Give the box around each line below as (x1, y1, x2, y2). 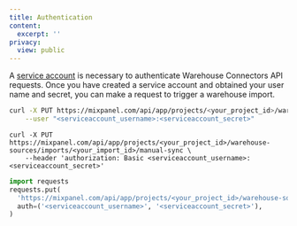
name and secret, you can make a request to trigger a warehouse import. (9, 90, 276, 100)
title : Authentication (9, 12, 93, 22)
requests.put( (9, 185, 62, 194)
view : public (17, 46, 65, 55)
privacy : (9, 37, 42, 47)
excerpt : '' (17, 29, 62, 38)
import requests (9, 176, 69, 186)
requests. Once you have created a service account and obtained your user (9, 80, 285, 90)
